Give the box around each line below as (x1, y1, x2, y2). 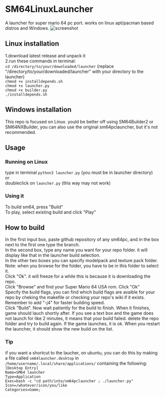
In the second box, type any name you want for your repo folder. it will (5, 247, 148, 253)
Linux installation (5, 40, 59, 48)
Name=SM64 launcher (5, 370, 45, 375)
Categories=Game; (5, 387, 41, 392)
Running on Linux (5, 158, 48, 165)
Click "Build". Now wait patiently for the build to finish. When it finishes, (5, 305, 151, 311)
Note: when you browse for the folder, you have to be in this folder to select (5, 263, 159, 269)
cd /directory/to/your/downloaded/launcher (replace (5, 63, 114, 69)
